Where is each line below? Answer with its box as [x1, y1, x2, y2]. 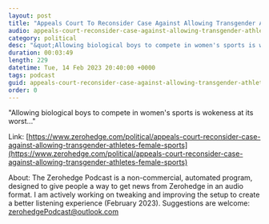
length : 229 [8, 57, 48, 65]
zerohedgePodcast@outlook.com [8, 207, 119, 217]
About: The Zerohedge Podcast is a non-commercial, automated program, [8, 173, 253, 182]
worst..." [8, 117, 36, 126]
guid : [8, 78, 26, 86]
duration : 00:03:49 [8, 49, 74, 57]
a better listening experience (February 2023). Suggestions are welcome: [8, 198, 251, 208]
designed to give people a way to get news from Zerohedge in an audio [8, 182, 244, 191]
